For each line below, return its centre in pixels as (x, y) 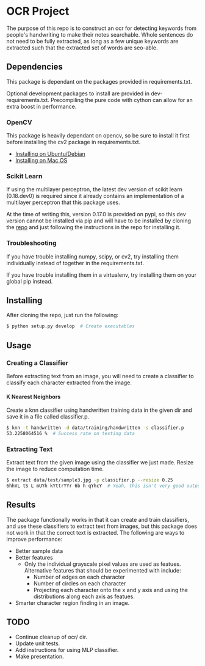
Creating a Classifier (38, 363)
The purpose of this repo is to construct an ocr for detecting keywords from (102, 28)
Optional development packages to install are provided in (78, 93)
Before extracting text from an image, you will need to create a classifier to (100, 376)
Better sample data (39, 551)
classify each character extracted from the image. (69, 382)
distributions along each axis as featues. (84, 596)
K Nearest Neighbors (34, 397)
